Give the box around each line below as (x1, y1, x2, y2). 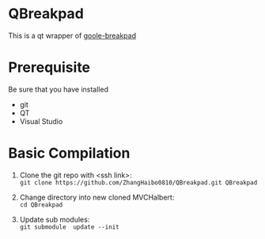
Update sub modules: (19, 215, 90, 224)
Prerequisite (8, 58, 91, 77)
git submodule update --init (19, 222, 120, 231)
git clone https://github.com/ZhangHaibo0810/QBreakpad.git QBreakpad (19, 178, 258, 186)
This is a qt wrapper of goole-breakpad (8, 31, 137, 40)
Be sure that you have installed (8, 84, 109, 94)
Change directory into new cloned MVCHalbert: (19, 192, 175, 202)
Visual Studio (19, 116, 63, 126)
